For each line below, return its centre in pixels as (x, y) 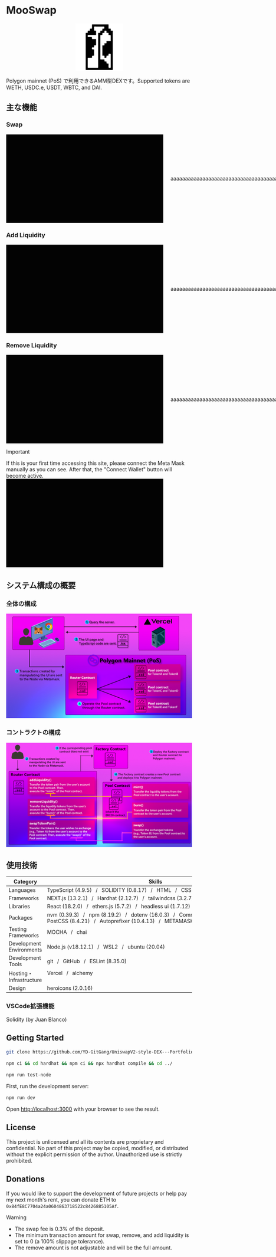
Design (17, 988)
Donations (26, 1179)
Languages (22, 890)
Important (18, 452)
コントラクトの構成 (33, 733)
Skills (155, 881)
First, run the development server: (47, 1086)
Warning (16, 1217)
